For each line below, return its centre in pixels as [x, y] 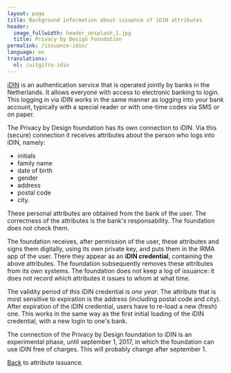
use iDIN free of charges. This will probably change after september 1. [107, 349]
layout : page [26, 13]
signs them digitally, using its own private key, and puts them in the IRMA [111, 248]
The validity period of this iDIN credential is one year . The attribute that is [112, 291]
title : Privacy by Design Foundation [68, 39]
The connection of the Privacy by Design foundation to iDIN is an [100, 334]
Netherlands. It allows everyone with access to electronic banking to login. [113, 92]
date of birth [35, 170]
